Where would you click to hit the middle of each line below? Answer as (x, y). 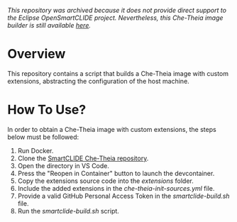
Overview (37, 54)
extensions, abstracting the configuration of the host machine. (98, 81)
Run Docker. (35, 150)
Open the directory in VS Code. (64, 165)
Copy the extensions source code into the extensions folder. (105, 181)
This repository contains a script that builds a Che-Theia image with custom (118, 73)
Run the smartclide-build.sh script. (68, 211)
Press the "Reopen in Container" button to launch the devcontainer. (116, 173)
